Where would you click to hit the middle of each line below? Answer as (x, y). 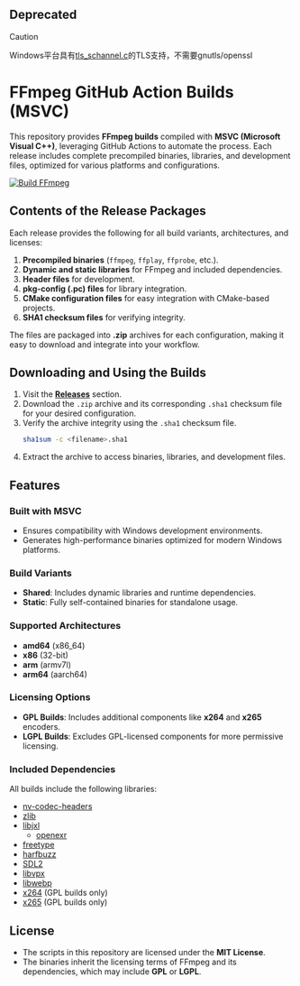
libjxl (31, 825)
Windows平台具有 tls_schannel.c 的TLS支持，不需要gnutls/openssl (131, 55)
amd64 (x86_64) (54, 645)
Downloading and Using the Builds (108, 372)
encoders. (41, 726)
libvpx (33, 873)
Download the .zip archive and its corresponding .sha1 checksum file (152, 404)
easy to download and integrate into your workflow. (105, 344)
